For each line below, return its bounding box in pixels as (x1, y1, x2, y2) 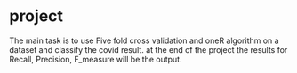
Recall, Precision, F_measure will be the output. (9, 54, 182, 64)
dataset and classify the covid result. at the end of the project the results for (9, 44, 288, 55)
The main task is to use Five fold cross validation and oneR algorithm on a (9, 35, 279, 46)
